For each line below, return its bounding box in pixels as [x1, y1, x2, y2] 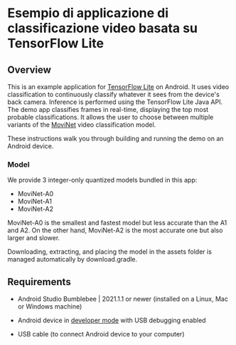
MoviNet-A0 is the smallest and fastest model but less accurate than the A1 [7, 219, 227, 227]
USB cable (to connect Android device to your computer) [17, 330, 185, 339]
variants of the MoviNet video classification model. [7, 120, 156, 129]
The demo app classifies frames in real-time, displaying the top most [7, 105, 209, 113]
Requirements [7, 276, 71, 288]
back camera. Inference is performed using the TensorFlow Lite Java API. [7, 98, 222, 106]
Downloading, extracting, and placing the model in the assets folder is [7, 247, 212, 256]
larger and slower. [7, 234, 60, 242]
